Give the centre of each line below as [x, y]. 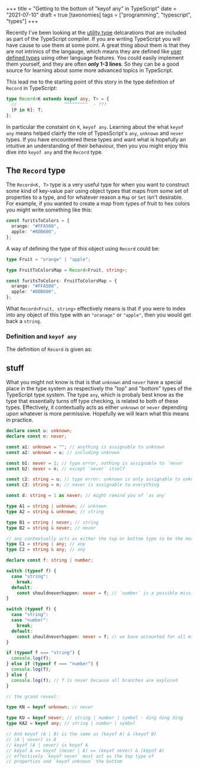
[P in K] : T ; [27, 110]
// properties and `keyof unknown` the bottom [64, 762]
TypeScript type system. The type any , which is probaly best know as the [95, 395]
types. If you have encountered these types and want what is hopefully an [96, 139]
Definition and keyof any [42, 336]
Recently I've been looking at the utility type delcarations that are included [96, 33]
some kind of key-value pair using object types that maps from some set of [97, 191]
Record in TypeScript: [32, 88]
